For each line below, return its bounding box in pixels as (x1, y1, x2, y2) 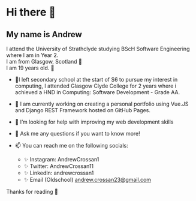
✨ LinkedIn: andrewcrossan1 (23, 169, 94, 176)
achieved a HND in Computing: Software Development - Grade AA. (14, 89, 180, 95)
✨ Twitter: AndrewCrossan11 (23, 163, 94, 170)
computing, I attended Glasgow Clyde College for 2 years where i (14, 82, 177, 89)
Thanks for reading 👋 (6, 188, 58, 195)
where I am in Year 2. (6, 52, 59, 59)
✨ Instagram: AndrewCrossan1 (23, 156, 99, 163)
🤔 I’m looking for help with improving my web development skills (14, 118, 174, 125)
